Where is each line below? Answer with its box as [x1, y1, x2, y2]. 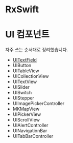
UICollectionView [12, 73, 49, 79]
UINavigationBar [12, 128, 47, 134]
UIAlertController [12, 122, 48, 129]
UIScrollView [12, 117, 40, 123]
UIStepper [12, 95, 35, 101]
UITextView [12, 78, 37, 85]
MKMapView [12, 106, 40, 112]
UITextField [12, 57, 37, 63]
